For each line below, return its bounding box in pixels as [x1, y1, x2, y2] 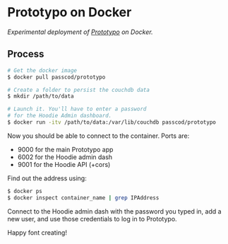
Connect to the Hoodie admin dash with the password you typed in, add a [7, 207, 222, 216]
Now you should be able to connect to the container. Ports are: [7, 132, 190, 140]
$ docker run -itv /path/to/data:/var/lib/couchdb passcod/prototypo [7, 119, 217, 126]
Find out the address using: [7, 174, 87, 182]
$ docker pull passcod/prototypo [7, 74, 106, 81]
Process [7, 48, 44, 60]
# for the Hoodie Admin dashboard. [7, 112, 112, 120]
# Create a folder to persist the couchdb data [7, 86, 150, 93]
